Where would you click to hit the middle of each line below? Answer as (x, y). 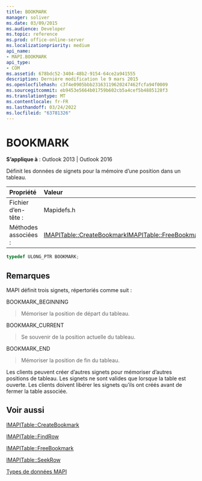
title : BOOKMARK (26, 12)
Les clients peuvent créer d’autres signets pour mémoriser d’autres (89, 372)
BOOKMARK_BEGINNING (38, 302)
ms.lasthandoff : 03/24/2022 (41, 107)
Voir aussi (25, 410)
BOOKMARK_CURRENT (35, 325)
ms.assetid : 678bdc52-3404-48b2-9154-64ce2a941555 (71, 74)
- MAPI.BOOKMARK (26, 57)
